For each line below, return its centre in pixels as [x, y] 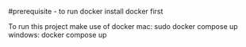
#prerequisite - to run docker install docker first [86, 11]
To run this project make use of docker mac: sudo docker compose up [123, 26]
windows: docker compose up [58, 35]
